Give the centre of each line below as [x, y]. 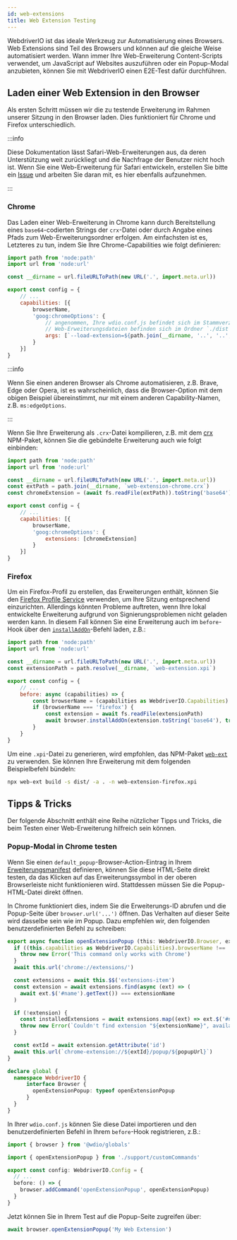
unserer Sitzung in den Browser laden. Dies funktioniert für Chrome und [112, 117]
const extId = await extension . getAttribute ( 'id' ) [90, 1046]
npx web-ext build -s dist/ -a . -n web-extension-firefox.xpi [102, 782]
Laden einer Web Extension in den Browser [104, 93]
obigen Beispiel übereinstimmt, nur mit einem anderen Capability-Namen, [114, 397]
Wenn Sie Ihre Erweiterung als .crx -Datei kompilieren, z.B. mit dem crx [110, 433]
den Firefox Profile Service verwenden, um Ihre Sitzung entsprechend [109, 599]
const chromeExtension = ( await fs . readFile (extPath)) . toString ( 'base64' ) [120, 493]
